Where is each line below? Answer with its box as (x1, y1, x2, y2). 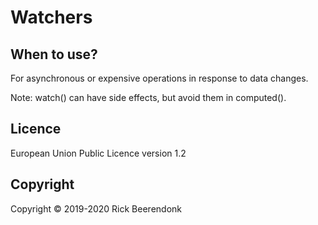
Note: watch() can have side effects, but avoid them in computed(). (10, 92, 287, 103)
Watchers (10, 6, 93, 29)
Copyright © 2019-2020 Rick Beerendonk (10, 202, 182, 215)
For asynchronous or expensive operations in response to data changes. (10, 72, 309, 84)
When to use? (10, 46, 98, 63)
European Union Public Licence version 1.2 (10, 147, 187, 159)
